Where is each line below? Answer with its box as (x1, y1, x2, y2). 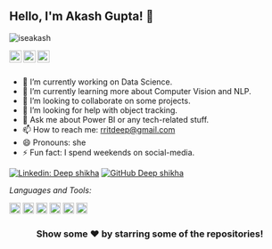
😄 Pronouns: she (21, 137, 87, 148)
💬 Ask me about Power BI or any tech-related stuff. (21, 114, 210, 124)
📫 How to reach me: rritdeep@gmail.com (21, 124, 176, 134)
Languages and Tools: (9, 184, 92, 196)
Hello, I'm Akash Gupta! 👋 (9, 9, 154, 24)
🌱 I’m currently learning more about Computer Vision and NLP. (21, 85, 251, 96)
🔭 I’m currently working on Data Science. (21, 76, 173, 87)
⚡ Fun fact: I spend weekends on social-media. (21, 147, 195, 157)
